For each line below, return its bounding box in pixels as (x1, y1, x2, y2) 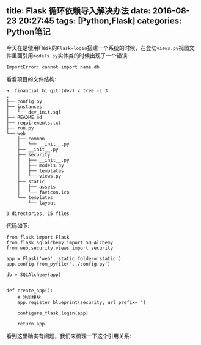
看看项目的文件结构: (6, 75, 57, 82)
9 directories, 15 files (6, 210, 70, 217)
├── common (17, 136, 45, 142)
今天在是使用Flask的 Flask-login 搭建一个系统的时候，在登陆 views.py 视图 (6, 44, 189, 51)
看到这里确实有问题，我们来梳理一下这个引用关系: (6, 332, 131, 340)
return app (17, 321, 45, 327)
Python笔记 (6, 27, 51, 37)
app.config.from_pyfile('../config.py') (6, 261, 111, 267)
